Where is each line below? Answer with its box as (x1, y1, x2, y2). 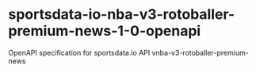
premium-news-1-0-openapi (8, 22, 201, 40)
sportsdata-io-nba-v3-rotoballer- (8, 5, 235, 23)
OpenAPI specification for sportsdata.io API (8, 48, 151, 57)
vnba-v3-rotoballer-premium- (151, 48, 250, 57)
